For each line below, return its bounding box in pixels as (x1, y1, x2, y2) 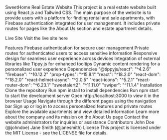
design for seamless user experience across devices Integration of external (5, 55, 161, 61)
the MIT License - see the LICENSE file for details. (5, 130, 108, 135)
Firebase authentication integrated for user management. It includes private (5, 20, 161, 26)
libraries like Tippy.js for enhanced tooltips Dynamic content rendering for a (5, 61, 161, 66)
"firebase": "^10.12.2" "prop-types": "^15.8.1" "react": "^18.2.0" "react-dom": (5, 71, 161, 77)
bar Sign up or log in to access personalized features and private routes (5, 103, 153, 109)
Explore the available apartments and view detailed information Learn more (5, 108, 160, 114)
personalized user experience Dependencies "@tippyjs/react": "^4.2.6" (5, 66, 152, 72)
